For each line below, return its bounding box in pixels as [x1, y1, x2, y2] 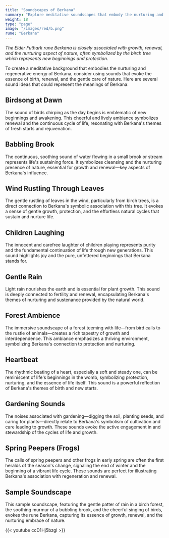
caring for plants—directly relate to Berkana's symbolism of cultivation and [5, 418, 160, 424]
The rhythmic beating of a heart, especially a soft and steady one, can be [5, 369, 158, 375]
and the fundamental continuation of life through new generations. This [5, 247, 153, 253]
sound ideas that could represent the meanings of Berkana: [5, 81, 129, 87]
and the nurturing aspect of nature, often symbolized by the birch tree [5, 50, 151, 56]
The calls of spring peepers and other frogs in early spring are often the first [5, 457, 164, 463]
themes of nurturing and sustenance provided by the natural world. [5, 297, 145, 303]
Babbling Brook [5, 140, 54, 149]
